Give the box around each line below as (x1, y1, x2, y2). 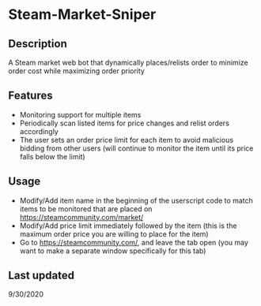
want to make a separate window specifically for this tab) (19, 246, 206, 256)
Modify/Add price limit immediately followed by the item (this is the (19, 221, 237, 230)
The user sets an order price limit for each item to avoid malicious (19, 135, 234, 144)
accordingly (19, 126, 59, 136)
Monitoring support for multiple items (19, 110, 142, 119)
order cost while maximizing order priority (8, 66, 145, 76)
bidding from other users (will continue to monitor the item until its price (19, 144, 254, 153)
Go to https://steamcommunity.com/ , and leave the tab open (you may (19, 237, 249, 247)
